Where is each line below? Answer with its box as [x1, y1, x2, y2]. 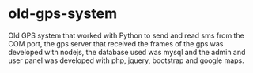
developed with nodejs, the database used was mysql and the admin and [8, 47, 246, 57]
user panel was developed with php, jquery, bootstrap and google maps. [8, 56, 245, 65]
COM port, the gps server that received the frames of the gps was [8, 38, 224, 48]
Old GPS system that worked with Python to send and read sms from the [8, 31, 245, 40]
